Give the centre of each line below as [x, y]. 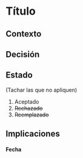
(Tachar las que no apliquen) [41, 90]
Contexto [24, 34]
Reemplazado [32, 115]
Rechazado [28, 108]
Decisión [23, 54]
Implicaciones [33, 134]
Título [21, 11]
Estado [19, 75]
